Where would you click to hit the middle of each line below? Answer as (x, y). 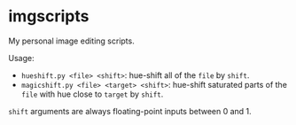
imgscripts (49, 16)
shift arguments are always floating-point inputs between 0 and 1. (130, 111)
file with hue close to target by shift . (92, 94)
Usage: (21, 58)
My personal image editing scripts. (71, 41)
